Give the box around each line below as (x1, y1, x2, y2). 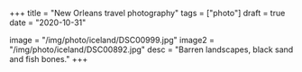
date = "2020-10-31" (9, 17, 87, 28)
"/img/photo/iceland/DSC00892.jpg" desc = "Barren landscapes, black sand (9, 44, 294, 55)
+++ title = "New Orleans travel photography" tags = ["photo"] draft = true (9, 8, 286, 18)
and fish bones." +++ (9, 54, 88, 64)
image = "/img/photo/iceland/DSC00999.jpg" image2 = (9, 35, 215, 45)
